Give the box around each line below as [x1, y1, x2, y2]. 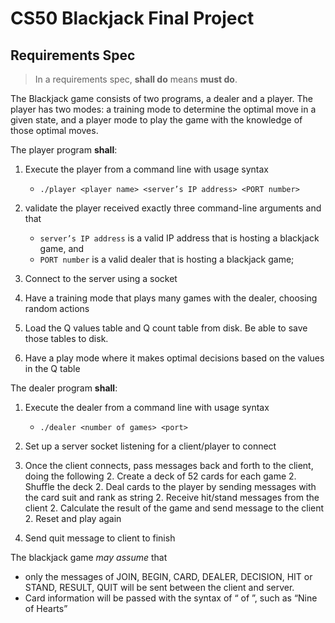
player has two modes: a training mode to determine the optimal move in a [10, 103, 317, 115]
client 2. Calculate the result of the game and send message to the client [24, 502, 325, 514]
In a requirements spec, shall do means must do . [34, 73, 238, 85]
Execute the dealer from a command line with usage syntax [24, 402, 270, 413]
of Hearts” [24, 603, 68, 614]
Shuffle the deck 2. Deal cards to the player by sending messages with [24, 481, 317, 492]
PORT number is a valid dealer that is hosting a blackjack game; [39, 253, 295, 265]
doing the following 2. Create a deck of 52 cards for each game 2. [24, 470, 297, 482]
